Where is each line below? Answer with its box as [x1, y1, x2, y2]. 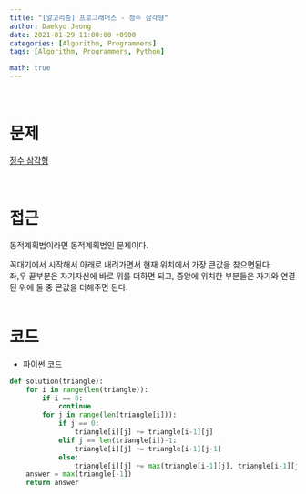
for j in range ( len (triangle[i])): [42, 410, 178, 419]
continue [57, 402, 92, 411]
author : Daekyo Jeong [9, 22, 92, 31]
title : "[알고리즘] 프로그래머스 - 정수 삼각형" [9, 13, 168, 23]
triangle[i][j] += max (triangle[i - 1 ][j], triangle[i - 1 [74, 461, 287, 470]
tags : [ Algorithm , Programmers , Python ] [9, 47, 166, 56]
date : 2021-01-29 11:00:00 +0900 [9, 30, 137, 39]
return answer [25, 479, 79, 488]
